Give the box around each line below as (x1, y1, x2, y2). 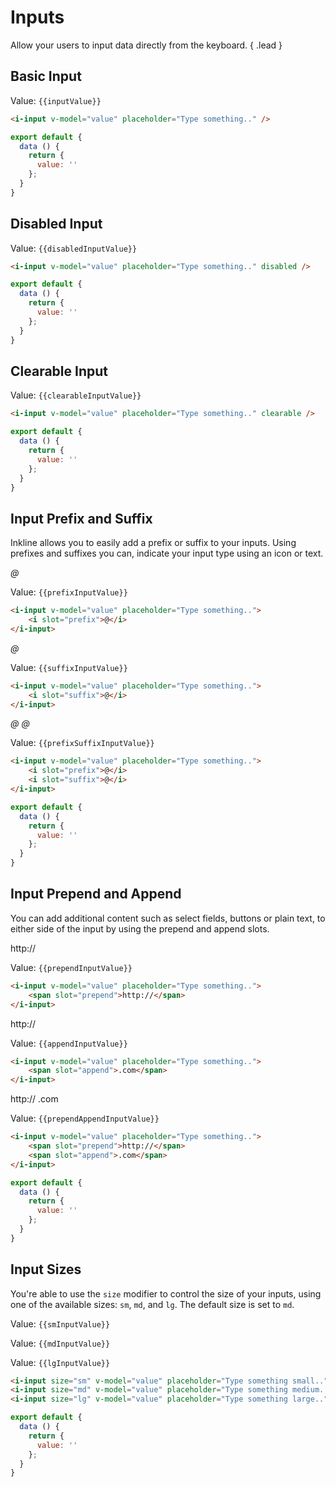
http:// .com (10, 1093, 59, 1105)
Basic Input (10, 68, 82, 85)
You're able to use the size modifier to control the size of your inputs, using (10, 1287, 322, 1300)
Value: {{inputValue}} (10, 94, 102, 106)
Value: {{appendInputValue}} (10, 1037, 128, 1049)
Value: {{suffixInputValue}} (10, 661, 128, 673)
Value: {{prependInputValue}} (10, 961, 133, 973)
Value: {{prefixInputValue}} (10, 586, 128, 598)
